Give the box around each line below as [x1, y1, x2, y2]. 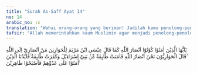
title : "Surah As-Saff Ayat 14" [6, 8, 85, 15]
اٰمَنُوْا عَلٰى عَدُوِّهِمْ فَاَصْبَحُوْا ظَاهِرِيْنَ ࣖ [6, 60, 81, 67]
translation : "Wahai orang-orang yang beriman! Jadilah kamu [6, 25, 159, 31]
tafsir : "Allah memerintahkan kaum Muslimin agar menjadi [6, 30, 151, 36]
